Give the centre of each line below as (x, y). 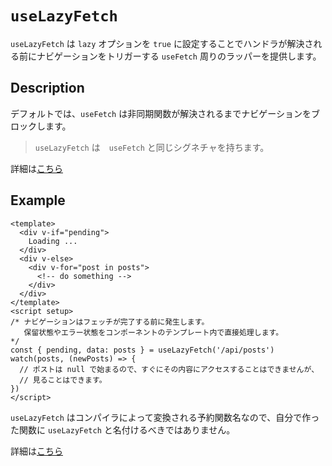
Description (47, 88)
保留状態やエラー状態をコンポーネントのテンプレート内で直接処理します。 (153, 332)
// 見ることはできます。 (63, 380)
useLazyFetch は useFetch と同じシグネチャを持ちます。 (152, 147)
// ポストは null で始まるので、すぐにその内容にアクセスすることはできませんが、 (169, 369)
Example (38, 200)
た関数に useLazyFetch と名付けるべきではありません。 (123, 429)
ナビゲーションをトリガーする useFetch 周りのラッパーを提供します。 (179, 56)
